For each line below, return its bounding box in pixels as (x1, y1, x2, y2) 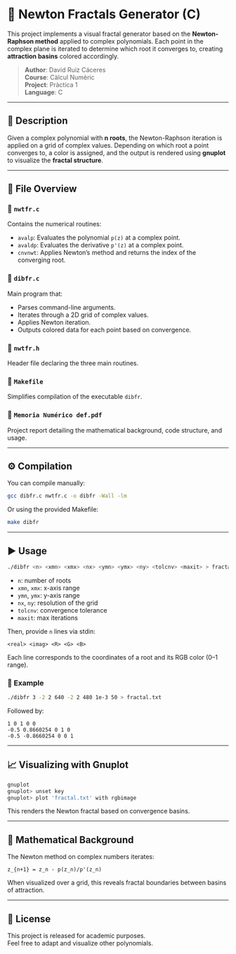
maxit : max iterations (17, 613, 79, 622)
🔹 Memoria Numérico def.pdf (7, 410, 103, 420)
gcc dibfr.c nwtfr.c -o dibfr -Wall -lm (7, 492, 128, 499)
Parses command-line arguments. (17, 303, 116, 311)
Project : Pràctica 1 (24, 80, 78, 89)
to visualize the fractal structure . (7, 156, 104, 164)
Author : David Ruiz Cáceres (24, 65, 106, 74)
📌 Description (7, 115, 68, 127)
